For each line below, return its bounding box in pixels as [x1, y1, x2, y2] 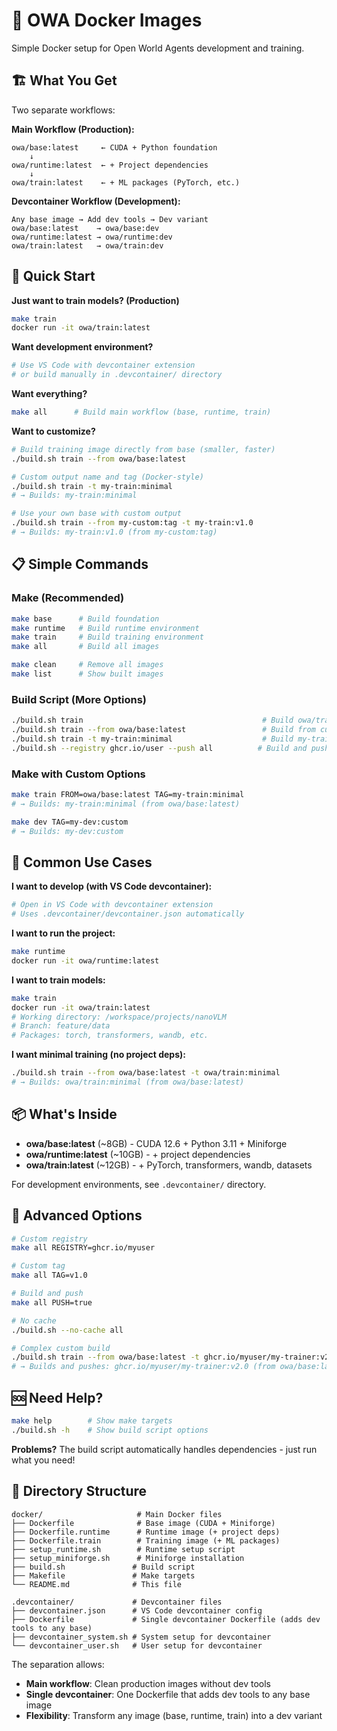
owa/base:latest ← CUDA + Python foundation [11, 142, 218, 153]
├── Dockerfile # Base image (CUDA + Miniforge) [11, 1518, 276, 1528]
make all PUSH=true [11, 1297, 93, 1308]
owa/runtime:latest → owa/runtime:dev [11, 232, 173, 242]
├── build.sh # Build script [11, 1562, 196, 1572]
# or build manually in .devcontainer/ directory [11, 370, 223, 380]
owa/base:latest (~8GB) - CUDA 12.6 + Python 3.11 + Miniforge [25, 1137, 288, 1149]
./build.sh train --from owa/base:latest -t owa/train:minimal [11, 1068, 281, 1078]
